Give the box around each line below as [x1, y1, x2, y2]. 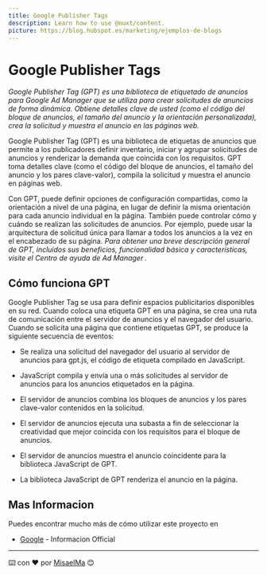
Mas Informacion [8, 498, 95, 511]
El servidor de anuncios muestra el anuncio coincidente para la [19, 451, 226, 460]
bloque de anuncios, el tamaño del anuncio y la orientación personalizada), [8, 112, 257, 122]
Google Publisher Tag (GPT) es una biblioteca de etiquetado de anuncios [8, 87, 249, 96]
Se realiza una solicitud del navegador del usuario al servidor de [19, 347, 230, 357]
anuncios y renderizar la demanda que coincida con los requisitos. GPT [8, 153, 242, 163]
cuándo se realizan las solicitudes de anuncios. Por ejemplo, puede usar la [8, 220, 253, 229]
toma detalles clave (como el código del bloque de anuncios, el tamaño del [8, 162, 253, 171]
